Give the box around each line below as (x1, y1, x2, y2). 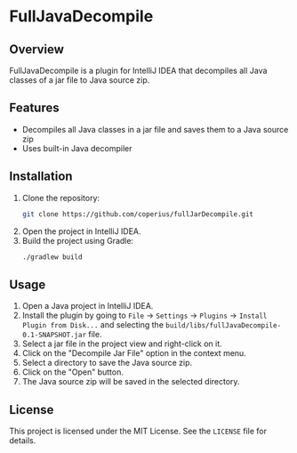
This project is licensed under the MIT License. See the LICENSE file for (9, 425, 267, 436)
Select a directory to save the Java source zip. (21, 358, 193, 368)
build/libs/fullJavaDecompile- (165, 321, 282, 330)
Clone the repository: (21, 192, 100, 203)
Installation (9, 169, 73, 184)
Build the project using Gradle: (21, 235, 134, 246)
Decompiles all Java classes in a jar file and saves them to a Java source (21, 124, 289, 134)
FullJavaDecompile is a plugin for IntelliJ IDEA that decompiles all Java (9, 65, 268, 76)
